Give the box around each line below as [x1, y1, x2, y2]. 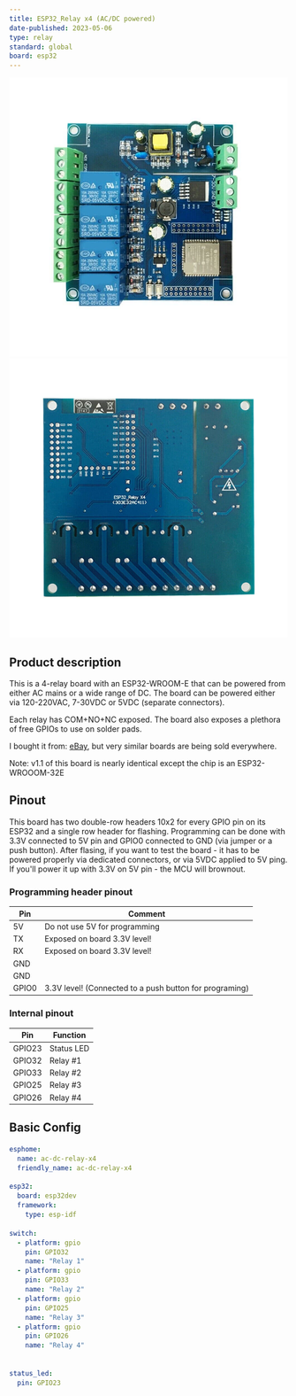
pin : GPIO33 [25, 1276, 69, 1284]
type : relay [9, 33, 53, 42]
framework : [17, 1201, 57, 1210]
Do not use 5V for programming [43, 921, 160, 932]
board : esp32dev [17, 1191, 77, 1200]
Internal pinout [9, 1007, 74, 1020]
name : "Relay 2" [25, 1285, 86, 1294]
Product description [9, 655, 122, 670]
